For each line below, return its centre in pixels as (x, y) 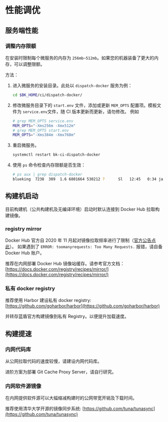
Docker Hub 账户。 (25, 253)
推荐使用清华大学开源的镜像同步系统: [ (45, 409)
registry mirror (23, 229)
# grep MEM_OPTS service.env (43, 121)
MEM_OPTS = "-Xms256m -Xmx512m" (44, 126)
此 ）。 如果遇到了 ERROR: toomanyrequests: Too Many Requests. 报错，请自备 (84, 246)
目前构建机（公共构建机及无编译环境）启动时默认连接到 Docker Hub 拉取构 (82, 209)
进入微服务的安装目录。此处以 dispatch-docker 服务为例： (72, 85)
